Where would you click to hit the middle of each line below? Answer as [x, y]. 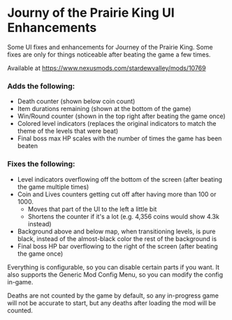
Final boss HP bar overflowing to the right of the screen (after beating [117, 246]
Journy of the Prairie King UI [91, 13]
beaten [28, 146]
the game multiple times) [53, 187]
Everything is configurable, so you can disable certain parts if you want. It [114, 267]
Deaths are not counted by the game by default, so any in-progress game [113, 296]
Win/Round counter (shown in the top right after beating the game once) [121, 116]
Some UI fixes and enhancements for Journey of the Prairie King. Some [110, 47]
